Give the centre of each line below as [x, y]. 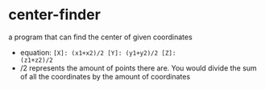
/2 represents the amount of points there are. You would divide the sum [139, 68]
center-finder [54, 15]
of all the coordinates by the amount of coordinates [105, 76]
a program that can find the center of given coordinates [101, 37]
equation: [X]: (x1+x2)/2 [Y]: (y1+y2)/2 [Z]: [98, 52]
